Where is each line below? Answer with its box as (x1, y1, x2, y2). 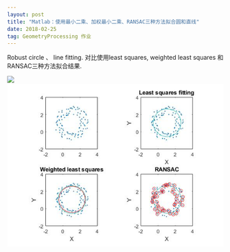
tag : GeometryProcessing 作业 (7, 33, 91, 40)
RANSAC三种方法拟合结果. (7, 62, 82, 70)
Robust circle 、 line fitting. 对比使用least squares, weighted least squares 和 (7, 54, 224, 62)
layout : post (7, 11, 45, 18)
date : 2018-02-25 (7, 25, 57, 32)
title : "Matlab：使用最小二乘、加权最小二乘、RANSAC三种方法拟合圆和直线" (7, 18, 200, 25)
